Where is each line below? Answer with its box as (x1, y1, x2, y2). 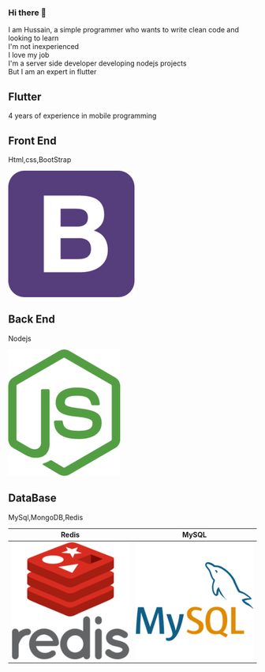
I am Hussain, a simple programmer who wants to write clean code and (8, 25, 239, 35)
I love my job (8, 51, 50, 60)
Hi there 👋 (8, 7, 47, 18)
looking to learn (8, 33, 59, 43)
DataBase (8, 492, 57, 505)
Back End (8, 312, 55, 327)
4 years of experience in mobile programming (8, 111, 157, 121)
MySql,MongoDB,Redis (8, 512, 84, 522)
